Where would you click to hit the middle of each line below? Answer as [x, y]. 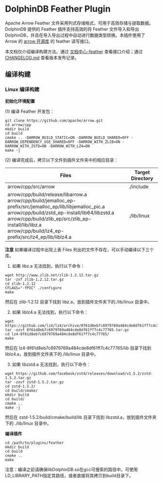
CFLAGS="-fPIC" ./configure [33, 288]
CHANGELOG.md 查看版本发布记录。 [42, 57]
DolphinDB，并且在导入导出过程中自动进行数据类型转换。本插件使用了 [75, 35]
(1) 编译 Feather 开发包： [30, 111]
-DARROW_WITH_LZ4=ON [69, 146]
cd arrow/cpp [18, 125]
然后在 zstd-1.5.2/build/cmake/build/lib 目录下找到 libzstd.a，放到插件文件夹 [81, 417]
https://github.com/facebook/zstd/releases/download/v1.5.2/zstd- [84, 373]
